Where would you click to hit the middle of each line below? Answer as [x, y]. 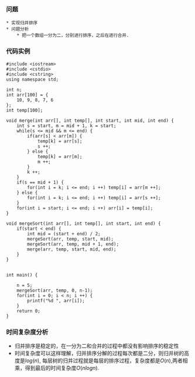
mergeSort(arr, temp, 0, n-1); [55, 290]
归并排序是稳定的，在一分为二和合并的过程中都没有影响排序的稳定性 [97, 346]
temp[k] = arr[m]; [60, 156]
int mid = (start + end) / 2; [64, 233]
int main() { [22, 275]
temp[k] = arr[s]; [60, 141]
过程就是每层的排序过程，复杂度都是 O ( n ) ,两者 [128, 361]
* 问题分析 [18, 29]
